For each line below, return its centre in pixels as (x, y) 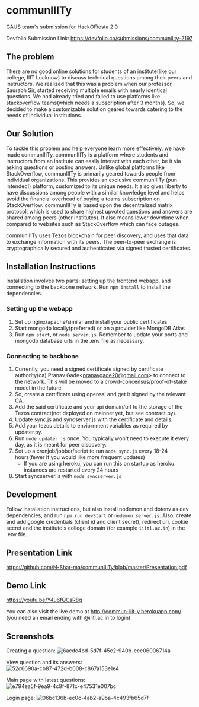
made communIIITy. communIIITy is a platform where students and (87, 154)
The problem (30, 57)
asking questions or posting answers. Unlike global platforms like (85, 167)
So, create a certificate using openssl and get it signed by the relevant (100, 394)
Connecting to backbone (42, 356)
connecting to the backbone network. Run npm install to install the (88, 287)
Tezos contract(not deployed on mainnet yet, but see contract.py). (96, 413)
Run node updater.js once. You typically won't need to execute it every (102, 438)
